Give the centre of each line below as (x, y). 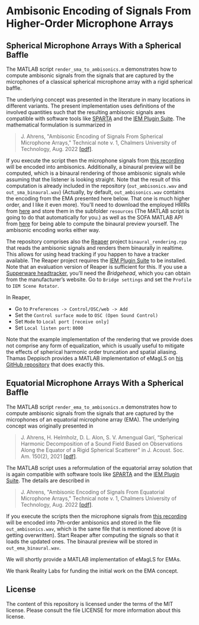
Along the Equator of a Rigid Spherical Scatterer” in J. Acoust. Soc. (102, 450)
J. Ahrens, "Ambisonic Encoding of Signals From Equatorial (92, 492)
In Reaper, (19, 297)
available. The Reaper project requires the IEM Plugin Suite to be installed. (96, 260)
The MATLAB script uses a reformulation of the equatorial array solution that (99, 467)
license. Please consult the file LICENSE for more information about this (93, 610)
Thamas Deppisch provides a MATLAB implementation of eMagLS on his (95, 358)
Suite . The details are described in (48, 480)
